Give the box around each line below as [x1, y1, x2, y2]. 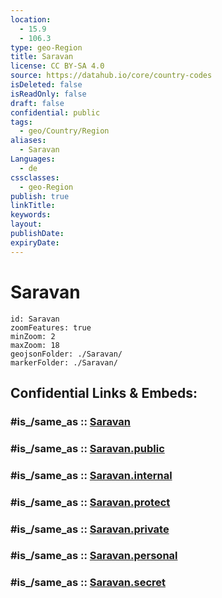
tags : [10, 117, 33, 127]
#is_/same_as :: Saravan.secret [10, 576, 167, 590]
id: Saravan [10, 314, 60, 324]
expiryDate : [10, 237, 60, 248]
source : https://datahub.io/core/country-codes [10, 71, 213, 81]
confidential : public [10, 107, 101, 118]
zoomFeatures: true [10, 322, 92, 333]
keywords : [10, 210, 52, 220]
